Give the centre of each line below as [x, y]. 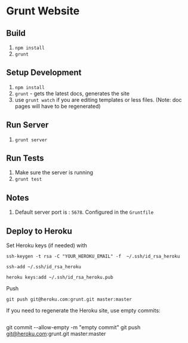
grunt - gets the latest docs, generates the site [72, 93]
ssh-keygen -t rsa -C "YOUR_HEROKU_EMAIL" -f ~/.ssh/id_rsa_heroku [93, 257]
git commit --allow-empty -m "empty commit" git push [73, 327]
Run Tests [25, 158]
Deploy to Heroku [39, 231]
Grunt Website [43, 11]
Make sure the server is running [54, 172]
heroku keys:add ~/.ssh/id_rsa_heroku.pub [60, 277]
